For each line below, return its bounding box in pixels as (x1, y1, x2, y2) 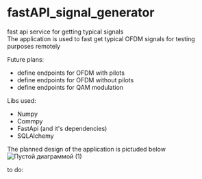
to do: (7, 165, 24, 174)
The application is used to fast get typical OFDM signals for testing (7, 34, 195, 43)
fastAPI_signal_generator (7, 5, 155, 21)
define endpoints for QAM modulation (16, 83, 124, 91)
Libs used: (7, 96, 36, 104)
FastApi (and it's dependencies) (16, 124, 108, 132)
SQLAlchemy (16, 132, 54, 140)
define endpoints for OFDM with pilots (16, 69, 125, 77)
